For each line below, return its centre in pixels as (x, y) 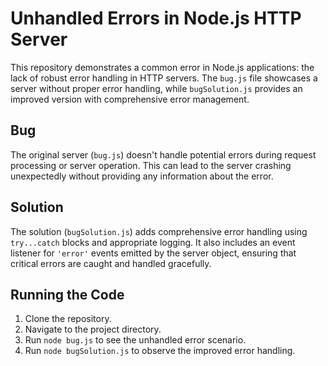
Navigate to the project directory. (93, 329)
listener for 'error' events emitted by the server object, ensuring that (153, 253)
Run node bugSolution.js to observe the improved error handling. (160, 351)
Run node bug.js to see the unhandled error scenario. (135, 340)
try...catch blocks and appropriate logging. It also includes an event (153, 242)
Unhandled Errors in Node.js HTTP (156, 18)
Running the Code (67, 294)
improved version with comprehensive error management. (130, 99)
